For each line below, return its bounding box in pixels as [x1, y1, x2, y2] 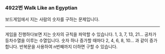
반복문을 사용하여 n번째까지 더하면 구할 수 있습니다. [19, 44, 118, 50]
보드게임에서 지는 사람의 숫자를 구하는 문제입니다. [5, 16, 100, 23]
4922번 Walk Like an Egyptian [5, 4, 78, 11]
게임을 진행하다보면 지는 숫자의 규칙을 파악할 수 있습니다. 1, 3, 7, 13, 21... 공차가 [5, 31, 157, 37]
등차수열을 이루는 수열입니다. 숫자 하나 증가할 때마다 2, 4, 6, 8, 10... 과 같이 [5, 38, 149, 44]
